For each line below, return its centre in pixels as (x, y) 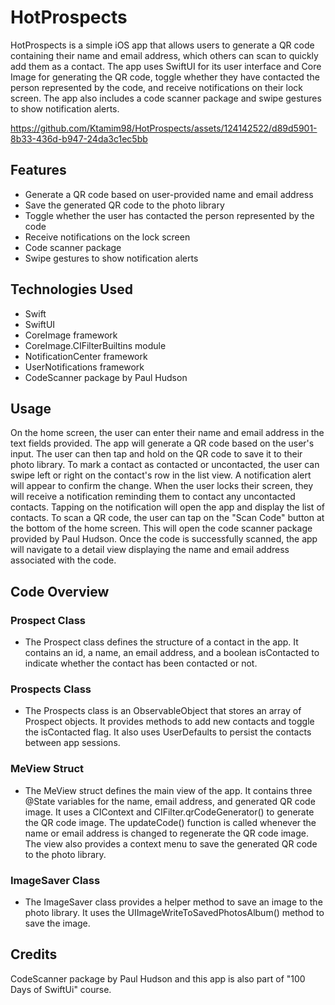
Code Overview (60, 591)
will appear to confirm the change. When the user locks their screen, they (162, 486)
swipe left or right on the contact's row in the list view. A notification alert (161, 475)
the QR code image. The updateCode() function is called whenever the (170, 822)
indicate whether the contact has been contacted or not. (141, 663)
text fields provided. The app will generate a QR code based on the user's (162, 443)
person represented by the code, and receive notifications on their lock (157, 87)
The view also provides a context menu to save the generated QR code (171, 843)
